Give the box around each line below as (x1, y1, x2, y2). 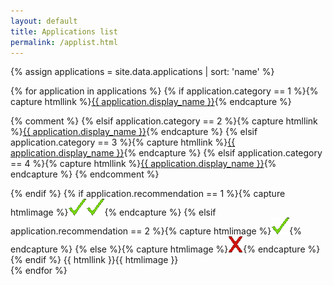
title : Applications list (10, 26, 118, 37)
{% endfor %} (10, 265, 68, 277)
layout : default (10, 16, 78, 26)
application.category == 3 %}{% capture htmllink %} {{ (10, 136, 236, 149)
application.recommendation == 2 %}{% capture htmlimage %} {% (10, 225, 303, 237)
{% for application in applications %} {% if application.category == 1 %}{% (10, 85, 319, 97)
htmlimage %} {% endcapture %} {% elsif (10, 206, 217, 219)
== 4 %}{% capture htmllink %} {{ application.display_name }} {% (10, 158, 277, 170)
